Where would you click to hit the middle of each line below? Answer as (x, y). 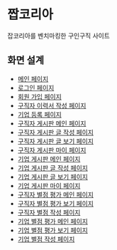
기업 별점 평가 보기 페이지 (53, 230)
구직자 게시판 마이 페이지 (52, 150)
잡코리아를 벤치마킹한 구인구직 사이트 (58, 36)
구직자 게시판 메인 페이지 (52, 123)
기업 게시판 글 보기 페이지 (53, 177)
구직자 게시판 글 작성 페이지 (56, 132)
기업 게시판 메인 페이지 (49, 159)
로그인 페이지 (36, 88)
